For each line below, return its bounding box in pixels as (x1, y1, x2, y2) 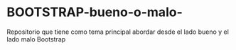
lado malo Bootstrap (6, 35, 66, 43)
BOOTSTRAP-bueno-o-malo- (6, 4, 183, 20)
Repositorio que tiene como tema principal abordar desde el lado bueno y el (6, 27, 229, 36)
